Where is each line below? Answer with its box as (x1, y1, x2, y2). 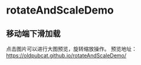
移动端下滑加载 (6, 28, 61, 38)
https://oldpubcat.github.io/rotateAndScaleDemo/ (6, 52, 127, 59)
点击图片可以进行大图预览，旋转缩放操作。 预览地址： (6, 45, 137, 52)
